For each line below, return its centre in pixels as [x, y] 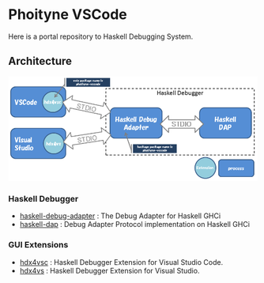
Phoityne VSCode [68, 15]
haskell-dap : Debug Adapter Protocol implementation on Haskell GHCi [135, 225]
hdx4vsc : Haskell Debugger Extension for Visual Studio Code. [121, 262]
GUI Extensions [38, 245]
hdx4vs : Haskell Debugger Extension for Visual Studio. [109, 270]
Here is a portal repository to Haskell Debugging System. [101, 36]
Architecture [40, 61]
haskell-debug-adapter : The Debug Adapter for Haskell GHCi [120, 216]
